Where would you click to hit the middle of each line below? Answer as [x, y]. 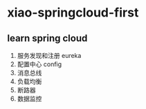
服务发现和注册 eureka [49, 56]
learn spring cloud [47, 38]
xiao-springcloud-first [73, 13]
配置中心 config [39, 64]
